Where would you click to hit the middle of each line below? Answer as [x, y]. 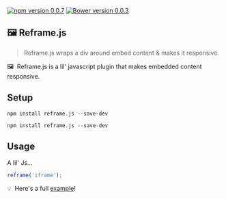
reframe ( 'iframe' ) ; [35, 175]
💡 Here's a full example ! [42, 189]
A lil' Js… [20, 163]
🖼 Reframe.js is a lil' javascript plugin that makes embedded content [105, 66]
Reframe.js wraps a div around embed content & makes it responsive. [122, 53]
